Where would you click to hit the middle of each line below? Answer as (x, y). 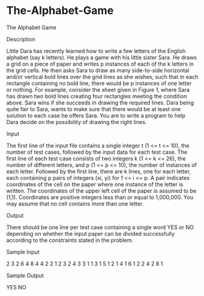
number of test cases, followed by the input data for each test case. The (97, 152)
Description (21, 39)
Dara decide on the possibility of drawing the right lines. (77, 122)
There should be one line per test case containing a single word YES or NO (100, 227)
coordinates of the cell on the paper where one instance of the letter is (95, 184)
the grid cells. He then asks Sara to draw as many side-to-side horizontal (98, 70)
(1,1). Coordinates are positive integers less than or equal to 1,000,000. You (100, 197)
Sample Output (25, 275)
